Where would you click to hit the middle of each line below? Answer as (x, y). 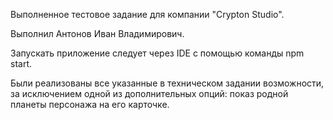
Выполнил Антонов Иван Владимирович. (97, 33)
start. (21, 63)
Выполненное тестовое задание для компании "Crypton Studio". (147, 14)
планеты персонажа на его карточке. (90, 104)
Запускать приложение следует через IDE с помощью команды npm (157, 53)
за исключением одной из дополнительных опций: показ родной (149, 93)
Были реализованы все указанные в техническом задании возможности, (167, 83)
